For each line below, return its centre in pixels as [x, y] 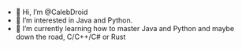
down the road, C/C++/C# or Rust [71, 37]
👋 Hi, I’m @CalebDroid [52, 12]
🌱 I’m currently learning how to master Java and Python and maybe [125, 28]
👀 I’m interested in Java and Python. [74, 20]
